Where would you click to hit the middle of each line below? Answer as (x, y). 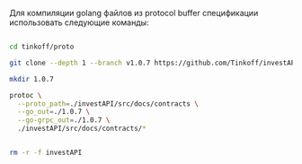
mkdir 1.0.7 (31, 79)
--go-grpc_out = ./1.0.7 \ (64, 120)
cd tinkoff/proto (42, 47)
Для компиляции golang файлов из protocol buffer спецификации (134, 13)
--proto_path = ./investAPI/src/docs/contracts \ (108, 104)
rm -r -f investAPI (46, 152)
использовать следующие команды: (80, 22)
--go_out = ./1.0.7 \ (54, 112)
